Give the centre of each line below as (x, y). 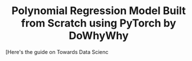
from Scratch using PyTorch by (99, 23)
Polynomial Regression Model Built (99, 11)
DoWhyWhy (99, 36)
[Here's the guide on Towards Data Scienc (57, 52)
